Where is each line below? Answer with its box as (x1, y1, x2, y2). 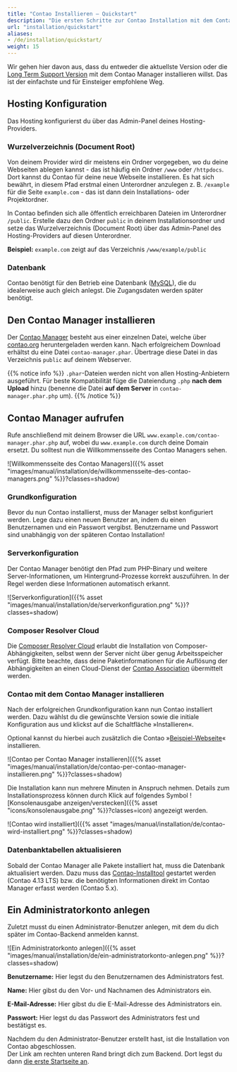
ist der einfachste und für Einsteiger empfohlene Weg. (7, 78, 164, 85)
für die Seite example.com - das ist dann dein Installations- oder (7, 188, 190, 196)
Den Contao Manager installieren (7, 314, 156, 326)
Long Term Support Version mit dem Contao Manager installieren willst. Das (7, 70, 228, 78)
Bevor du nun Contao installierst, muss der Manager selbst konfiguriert (7, 508, 214, 517)
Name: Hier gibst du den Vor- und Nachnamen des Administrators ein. (7, 986, 212, 995)
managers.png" (7, 474, 53, 483)
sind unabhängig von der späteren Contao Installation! (7, 531, 165, 539)
